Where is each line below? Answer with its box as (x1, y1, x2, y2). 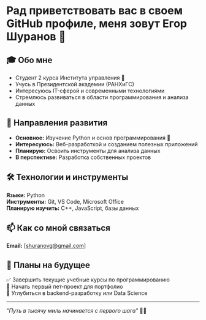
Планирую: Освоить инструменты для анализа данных (15, 147, 161, 154)
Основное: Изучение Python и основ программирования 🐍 (15, 134, 171, 141)
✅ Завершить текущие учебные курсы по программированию (6, 276, 170, 283)
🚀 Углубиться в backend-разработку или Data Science (6, 289, 148, 297)
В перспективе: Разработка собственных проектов (15, 154, 151, 161)
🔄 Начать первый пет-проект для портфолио (6, 283, 124, 291)
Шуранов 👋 (6, 30, 66, 43)
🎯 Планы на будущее (6, 259, 91, 270)
